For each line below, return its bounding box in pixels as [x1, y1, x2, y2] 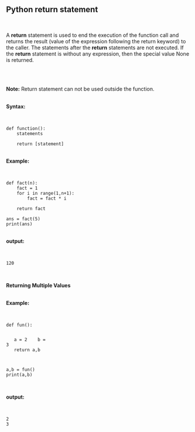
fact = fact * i [27, 196, 67, 201]
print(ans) [6, 221, 33, 227]
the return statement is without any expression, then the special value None [6, 50, 189, 57]
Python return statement [6, 5, 98, 15]
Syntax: [6, 102, 26, 110]
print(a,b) [6, 372, 33, 378]
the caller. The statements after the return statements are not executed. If [6, 44, 184, 51]
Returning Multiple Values [6, 282, 71, 289]
